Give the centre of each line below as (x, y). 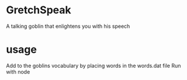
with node (18, 72)
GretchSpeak (39, 10)
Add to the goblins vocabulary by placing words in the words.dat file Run (93, 66)
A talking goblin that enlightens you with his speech (68, 26)
